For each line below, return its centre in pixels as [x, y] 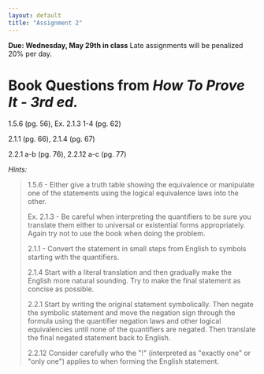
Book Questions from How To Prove [127, 85]
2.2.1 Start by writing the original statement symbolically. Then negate [140, 305]
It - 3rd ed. [43, 102]
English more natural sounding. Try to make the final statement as [134, 281]
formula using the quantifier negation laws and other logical [124, 321]
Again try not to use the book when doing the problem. [116, 234]
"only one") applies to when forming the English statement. [123, 361]
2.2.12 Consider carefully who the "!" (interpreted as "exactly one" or [139, 353]
